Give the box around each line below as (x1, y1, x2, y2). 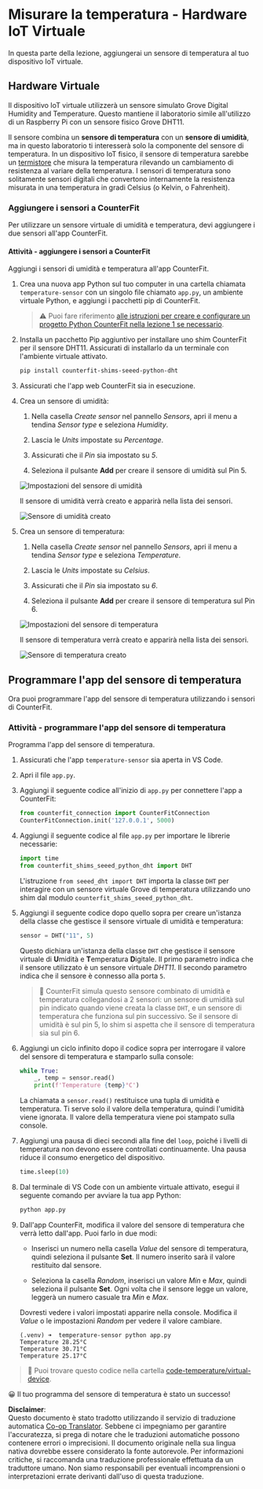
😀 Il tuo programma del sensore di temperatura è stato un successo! (8, 1389, 231, 1398)
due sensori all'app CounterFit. (8, 228, 108, 238)
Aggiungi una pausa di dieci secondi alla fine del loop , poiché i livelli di (19, 1136, 248, 1146)
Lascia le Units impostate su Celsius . (31, 565, 151, 576)
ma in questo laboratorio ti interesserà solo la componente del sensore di (8, 140, 244, 150)
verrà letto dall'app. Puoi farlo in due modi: (19, 1228, 158, 1238)
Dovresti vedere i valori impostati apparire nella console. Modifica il (19, 1307, 238, 1317)
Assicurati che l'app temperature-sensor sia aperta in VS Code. (19, 755, 224, 765)
